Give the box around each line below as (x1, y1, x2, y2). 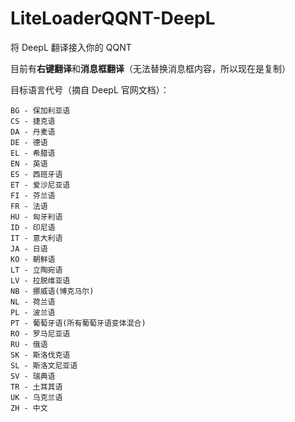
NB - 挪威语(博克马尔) (10, 286, 95, 296)
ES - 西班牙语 (10, 169, 63, 179)
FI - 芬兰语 (10, 190, 56, 201)
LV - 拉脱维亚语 (10, 275, 71, 286)
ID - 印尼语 (10, 222, 56, 232)
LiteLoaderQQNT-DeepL (10, 7, 216, 30)
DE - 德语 (10, 137, 48, 147)
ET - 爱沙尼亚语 (10, 180, 71, 190)
